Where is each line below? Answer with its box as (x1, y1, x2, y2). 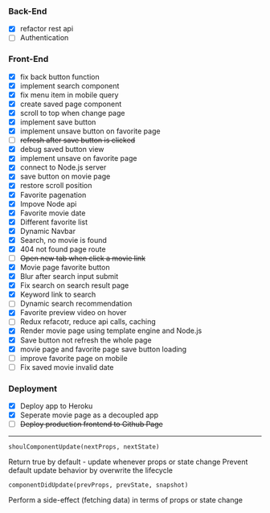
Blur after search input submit (19, 272, 119, 281)
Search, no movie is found (19, 235, 107, 244)
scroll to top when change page (19, 108, 125, 117)
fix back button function (19, 72, 100, 81)
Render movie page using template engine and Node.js (19, 326, 202, 335)
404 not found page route (19, 244, 106, 254)
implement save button (19, 117, 96, 127)
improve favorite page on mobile (19, 353, 128, 363)
